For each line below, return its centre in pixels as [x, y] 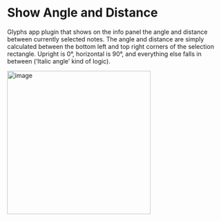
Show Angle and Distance [83, 13]
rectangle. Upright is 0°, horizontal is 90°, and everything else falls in [104, 54]
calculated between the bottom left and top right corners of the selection [110, 46]
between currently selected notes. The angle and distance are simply [106, 39]
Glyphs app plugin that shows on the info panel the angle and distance [107, 32]
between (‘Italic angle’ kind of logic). [59, 61]
